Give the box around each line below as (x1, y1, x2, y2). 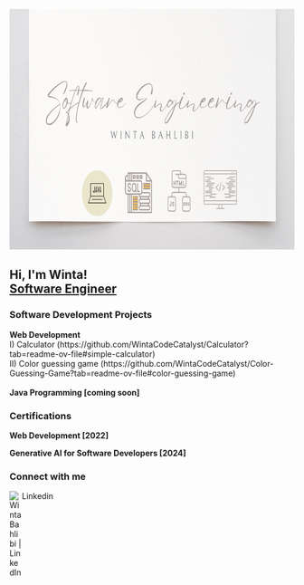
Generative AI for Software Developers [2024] (9, 447, 186, 458)
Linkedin (22, 491, 54, 502)
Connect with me (9, 470, 86, 483)
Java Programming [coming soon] (9, 387, 140, 398)
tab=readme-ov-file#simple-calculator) (9, 348, 156, 360)
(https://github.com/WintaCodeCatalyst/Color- (100, 358, 274, 369)
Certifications (9, 409, 72, 422)
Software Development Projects (9, 309, 152, 321)
